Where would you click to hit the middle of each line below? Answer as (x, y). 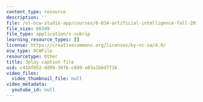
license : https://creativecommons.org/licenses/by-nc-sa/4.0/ (86, 46)
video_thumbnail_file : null (47, 79)
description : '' (27, 17)
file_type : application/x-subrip (48, 34)
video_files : (23, 73)
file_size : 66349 (28, 28)
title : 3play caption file (40, 62)
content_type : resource (36, 12)
